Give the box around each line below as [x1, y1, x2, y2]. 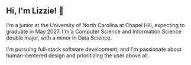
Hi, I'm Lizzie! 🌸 [6, 6, 64, 16]
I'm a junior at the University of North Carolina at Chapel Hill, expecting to [6, 21, 185, 28]
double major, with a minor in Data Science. [6, 34, 112, 41]
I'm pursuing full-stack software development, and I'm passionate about [6, 45, 182, 53]
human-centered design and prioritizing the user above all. [6, 51, 150, 59]
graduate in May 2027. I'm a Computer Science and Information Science [6, 28, 182, 35]
